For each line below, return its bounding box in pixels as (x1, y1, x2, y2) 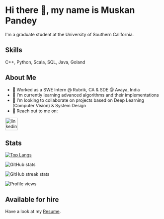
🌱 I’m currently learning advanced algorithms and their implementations (12, 92, 159, 98)
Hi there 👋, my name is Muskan (5, 4, 135, 16)
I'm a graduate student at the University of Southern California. (5, 31, 134, 37)
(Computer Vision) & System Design (12, 102, 86, 108)
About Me (5, 73, 36, 82)
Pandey (5, 15, 37, 26)
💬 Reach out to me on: (12, 108, 58, 114)
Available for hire (5, 195, 59, 204)
